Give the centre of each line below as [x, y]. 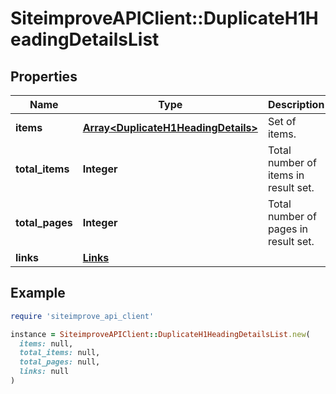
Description [296, 104]
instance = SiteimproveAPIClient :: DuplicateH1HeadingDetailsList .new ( [160, 334]
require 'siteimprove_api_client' [82, 316]
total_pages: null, [60, 362]
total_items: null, [60, 353]
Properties [44, 76]
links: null [44, 372]
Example [38, 293]
